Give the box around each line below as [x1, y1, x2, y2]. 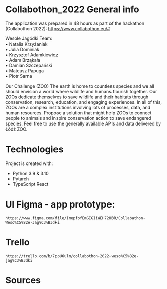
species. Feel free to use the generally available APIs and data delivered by [5, 120, 161, 127]
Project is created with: [5, 160, 53, 167]
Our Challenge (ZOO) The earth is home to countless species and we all [5, 82, 155, 89]
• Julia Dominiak [5, 46, 40, 52]
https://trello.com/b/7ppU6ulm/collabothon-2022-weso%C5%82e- [5, 253, 139, 259]
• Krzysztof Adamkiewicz [5, 52, 58, 58]
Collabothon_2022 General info [5, 4, 140, 15]
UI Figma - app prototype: [5, 199, 115, 211]
